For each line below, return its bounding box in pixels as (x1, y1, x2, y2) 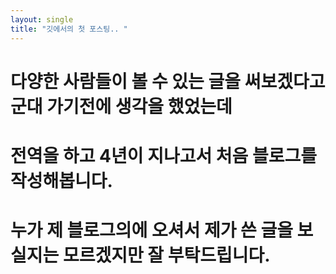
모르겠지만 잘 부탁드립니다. (62, 244, 271, 267)
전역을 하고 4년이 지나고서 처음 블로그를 (10, 144, 318, 167)
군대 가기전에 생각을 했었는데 (10, 95, 233, 118)
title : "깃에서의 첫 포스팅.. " (10, 24, 128, 34)
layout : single (10, 14, 74, 25)
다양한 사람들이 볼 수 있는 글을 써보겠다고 (10, 70, 326, 93)
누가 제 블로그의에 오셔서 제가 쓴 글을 (10, 219, 293, 242)
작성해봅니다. (10, 169, 113, 192)
